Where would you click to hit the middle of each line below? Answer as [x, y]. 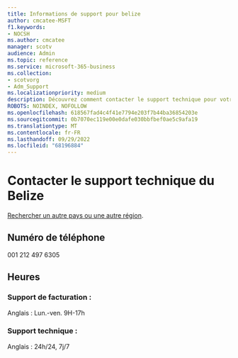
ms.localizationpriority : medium [57, 93]
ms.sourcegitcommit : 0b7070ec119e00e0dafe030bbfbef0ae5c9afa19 [103, 119]
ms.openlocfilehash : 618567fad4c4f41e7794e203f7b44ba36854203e [103, 113]
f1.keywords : [27, 27]
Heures [24, 277]
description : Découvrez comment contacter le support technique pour [112, 100]
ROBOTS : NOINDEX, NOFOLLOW [47, 106]
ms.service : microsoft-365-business [61, 67]
